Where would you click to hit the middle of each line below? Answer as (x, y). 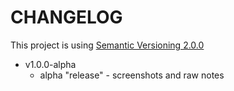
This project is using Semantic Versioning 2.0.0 (107, 45)
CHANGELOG (66, 17)
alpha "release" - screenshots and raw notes (132, 75)
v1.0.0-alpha (50, 64)
